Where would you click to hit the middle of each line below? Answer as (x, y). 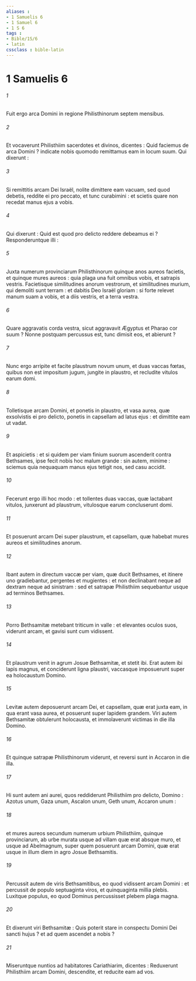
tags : (14, 34)
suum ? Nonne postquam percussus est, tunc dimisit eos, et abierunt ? (91, 334)
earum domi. (21, 379)
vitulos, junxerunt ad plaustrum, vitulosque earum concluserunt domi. (90, 505)
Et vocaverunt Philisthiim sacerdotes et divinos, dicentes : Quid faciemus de (97, 145)
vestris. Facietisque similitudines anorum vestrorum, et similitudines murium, (98, 284)
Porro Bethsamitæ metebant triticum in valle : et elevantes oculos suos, (92, 625)
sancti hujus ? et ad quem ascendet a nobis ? (61, 934)
